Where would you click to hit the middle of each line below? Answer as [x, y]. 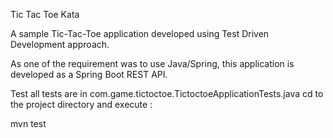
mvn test [28, 123]
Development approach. [60, 44]
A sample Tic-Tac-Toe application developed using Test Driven [140, 33]
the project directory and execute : [81, 104]
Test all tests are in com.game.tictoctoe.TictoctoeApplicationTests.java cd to [167, 93]
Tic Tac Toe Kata [45, 14]
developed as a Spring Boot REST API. [89, 74]
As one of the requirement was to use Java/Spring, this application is [152, 63]
